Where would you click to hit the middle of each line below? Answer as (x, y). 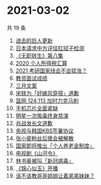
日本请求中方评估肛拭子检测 (50, 48)
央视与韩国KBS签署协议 (44, 130)
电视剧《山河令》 (37, 153)
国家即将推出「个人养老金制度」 (55, 145)
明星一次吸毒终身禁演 (42, 115)
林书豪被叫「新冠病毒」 (44, 160)
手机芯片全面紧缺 (37, 108)
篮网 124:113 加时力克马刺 (47, 100)
